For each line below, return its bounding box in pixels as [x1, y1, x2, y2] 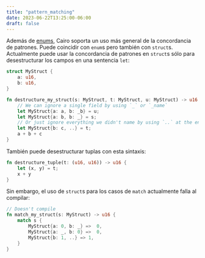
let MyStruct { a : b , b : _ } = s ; [17, 114, 97, 120]
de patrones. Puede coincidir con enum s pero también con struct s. [6, 44, 173, 51]
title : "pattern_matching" [6, 9, 75, 15]
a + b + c [17, 131, 43, 137]
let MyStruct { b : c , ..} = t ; [17, 125, 92, 132]
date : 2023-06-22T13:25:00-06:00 [6, 15, 92, 21]
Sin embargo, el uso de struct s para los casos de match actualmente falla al [6, 188, 197, 195]
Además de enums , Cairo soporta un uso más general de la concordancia [6, 37, 191, 45]
